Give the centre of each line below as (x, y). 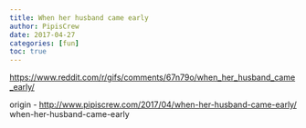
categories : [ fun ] (44, 43)
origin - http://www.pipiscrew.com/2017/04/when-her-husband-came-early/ (153, 104)
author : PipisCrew (44, 26)
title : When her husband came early (79, 18)
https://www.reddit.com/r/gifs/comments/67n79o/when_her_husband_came (153, 77)
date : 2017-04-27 (42, 34)
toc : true (28, 52)
